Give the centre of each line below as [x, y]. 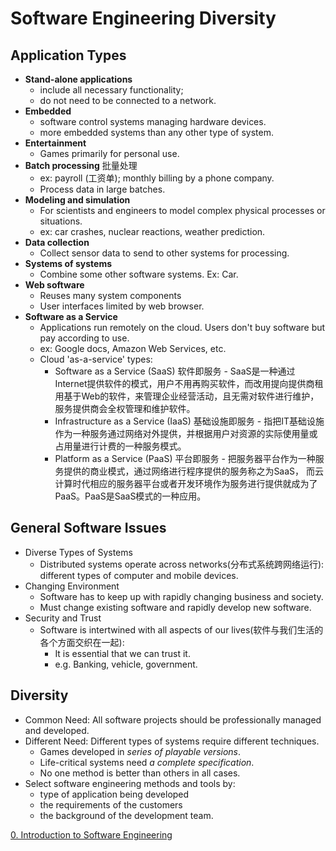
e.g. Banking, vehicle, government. [126, 664]
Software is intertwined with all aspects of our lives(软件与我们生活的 [181, 629]
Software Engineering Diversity [143, 18]
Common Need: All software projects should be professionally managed [173, 719]
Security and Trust [63, 618]
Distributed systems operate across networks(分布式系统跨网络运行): [182, 564]
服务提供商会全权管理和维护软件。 [125, 408]
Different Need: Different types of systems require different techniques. [172, 741]
